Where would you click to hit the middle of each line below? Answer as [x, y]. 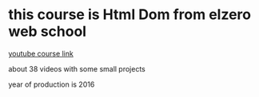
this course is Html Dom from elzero [130, 15]
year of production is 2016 [52, 84]
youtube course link [41, 53]
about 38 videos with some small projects [77, 68]
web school [47, 31]
